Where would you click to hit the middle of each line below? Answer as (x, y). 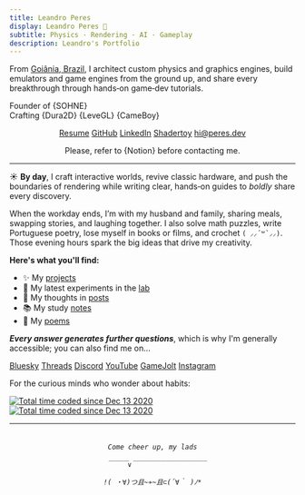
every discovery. (40, 196)
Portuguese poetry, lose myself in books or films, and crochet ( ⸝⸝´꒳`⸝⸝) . (146, 233)
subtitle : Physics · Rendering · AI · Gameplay (101, 35)
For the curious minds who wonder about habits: (100, 383)
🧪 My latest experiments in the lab (86, 288)
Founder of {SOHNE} (49, 106)
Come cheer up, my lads (152, 447)
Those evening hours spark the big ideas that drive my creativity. (131, 243)
